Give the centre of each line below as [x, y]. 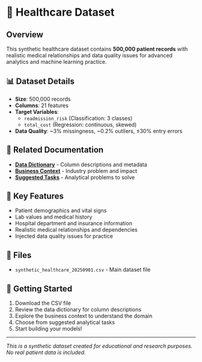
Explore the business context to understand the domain [84, 316]
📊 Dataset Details [41, 82]
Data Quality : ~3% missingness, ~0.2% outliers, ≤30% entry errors [99, 131]
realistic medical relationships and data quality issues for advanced [90, 55]
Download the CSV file [43, 303]
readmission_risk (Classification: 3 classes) [78, 118]
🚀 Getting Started [39, 289]
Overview [25, 35]
